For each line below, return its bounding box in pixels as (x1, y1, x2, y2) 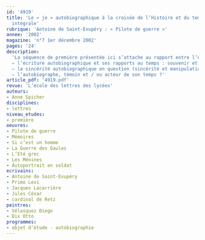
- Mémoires (6, 134, 34, 140)
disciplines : (6, 100, 40, 106)
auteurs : (6, 89, 29, 95)
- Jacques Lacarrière (6, 185, 62, 191)
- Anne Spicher (6, 94, 45, 100)
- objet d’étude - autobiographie (6, 225, 95, 231)
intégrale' (12, 20, 40, 26)
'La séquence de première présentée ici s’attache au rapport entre (12, 54, 190, 60)
